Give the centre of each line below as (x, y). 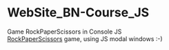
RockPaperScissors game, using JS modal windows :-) (85, 38)
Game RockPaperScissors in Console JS (64, 32)
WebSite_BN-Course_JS (78, 13)
